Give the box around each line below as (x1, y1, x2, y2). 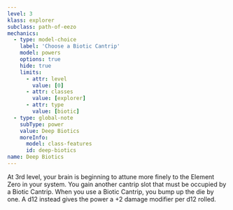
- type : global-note (13, 114, 73, 121)
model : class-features (25, 141, 92, 148)
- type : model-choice (13, 36, 77, 43)
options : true (20, 56, 61, 63)
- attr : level (25, 75, 68, 83)
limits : (20, 69, 42, 76)
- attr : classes (25, 88, 73, 95)
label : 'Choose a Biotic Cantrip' (20, 43, 120, 50)
